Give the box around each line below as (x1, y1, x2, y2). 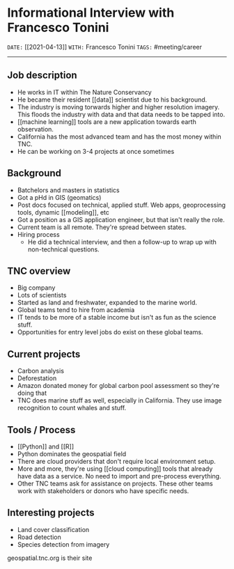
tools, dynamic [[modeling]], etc (17, 208, 110, 217)
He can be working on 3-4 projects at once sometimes (17, 147, 175, 155)
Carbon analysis (17, 367, 65, 375)
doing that (17, 389, 47, 398)
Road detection (17, 533, 61, 541)
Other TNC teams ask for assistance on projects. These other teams (17, 479, 214, 488)
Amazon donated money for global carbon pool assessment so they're (17, 382, 220, 390)
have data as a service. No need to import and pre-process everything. (17, 472, 221, 480)
